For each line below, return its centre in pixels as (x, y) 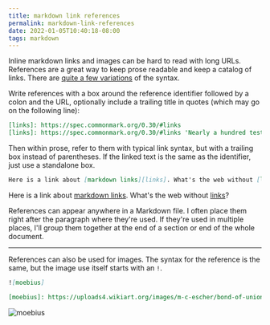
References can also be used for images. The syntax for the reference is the (134, 259)
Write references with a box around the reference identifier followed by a (129, 94)
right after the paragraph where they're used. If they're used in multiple (126, 219)
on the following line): (44, 111)
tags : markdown (34, 38)
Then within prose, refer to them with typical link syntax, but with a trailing (131, 148)
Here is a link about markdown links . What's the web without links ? (119, 195)
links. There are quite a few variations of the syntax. (94, 78)
